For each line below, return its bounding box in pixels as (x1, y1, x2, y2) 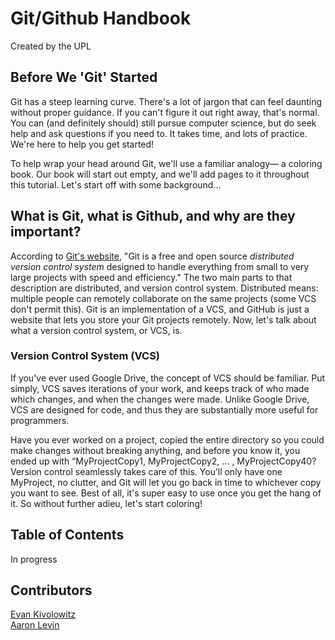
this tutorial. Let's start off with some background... (10, 178, 222, 191)
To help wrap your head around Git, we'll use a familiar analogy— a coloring (10, 157, 323, 169)
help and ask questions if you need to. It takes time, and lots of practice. (10, 127, 308, 139)
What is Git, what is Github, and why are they (10, 208, 296, 225)
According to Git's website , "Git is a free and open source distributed (10, 250, 295, 262)
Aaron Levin (10, 619, 60, 631)
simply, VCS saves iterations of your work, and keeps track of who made (10, 382, 310, 394)
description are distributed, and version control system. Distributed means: (10, 282, 319, 294)
